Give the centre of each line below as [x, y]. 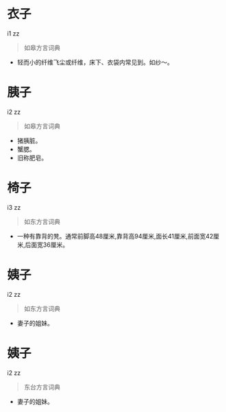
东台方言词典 [42, 387]
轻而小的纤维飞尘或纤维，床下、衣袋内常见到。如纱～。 [95, 62]
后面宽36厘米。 [47, 245]
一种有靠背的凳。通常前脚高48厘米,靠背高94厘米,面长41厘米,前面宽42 [115, 236]
